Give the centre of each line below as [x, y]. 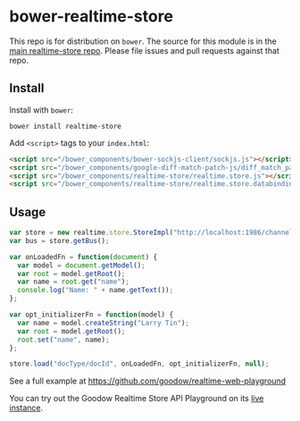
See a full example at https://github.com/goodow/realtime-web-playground [148, 381]
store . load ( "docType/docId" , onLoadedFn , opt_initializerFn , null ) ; [139, 364]
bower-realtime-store [92, 17]
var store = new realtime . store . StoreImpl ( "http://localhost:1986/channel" [153, 233]
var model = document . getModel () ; [81, 265]
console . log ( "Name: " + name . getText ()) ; [96, 290]
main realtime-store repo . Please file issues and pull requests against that [144, 50]
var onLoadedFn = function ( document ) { [83, 257]
